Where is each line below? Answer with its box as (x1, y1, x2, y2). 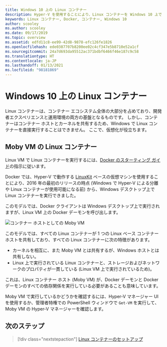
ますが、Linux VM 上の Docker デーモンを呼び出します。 (5, 209, 121, 215)
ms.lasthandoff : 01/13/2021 (5, 63, 64, 68)
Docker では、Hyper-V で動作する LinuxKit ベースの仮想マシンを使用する (5, 173, 154, 179)
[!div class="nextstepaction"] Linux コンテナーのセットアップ (17, 336, 143, 342)
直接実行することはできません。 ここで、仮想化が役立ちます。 (22, 127, 150, 133)
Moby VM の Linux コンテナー (5, 143, 97, 151)
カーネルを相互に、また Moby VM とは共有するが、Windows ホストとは (12, 247, 160, 253)
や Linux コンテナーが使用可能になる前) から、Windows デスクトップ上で (5, 186, 155, 192)
